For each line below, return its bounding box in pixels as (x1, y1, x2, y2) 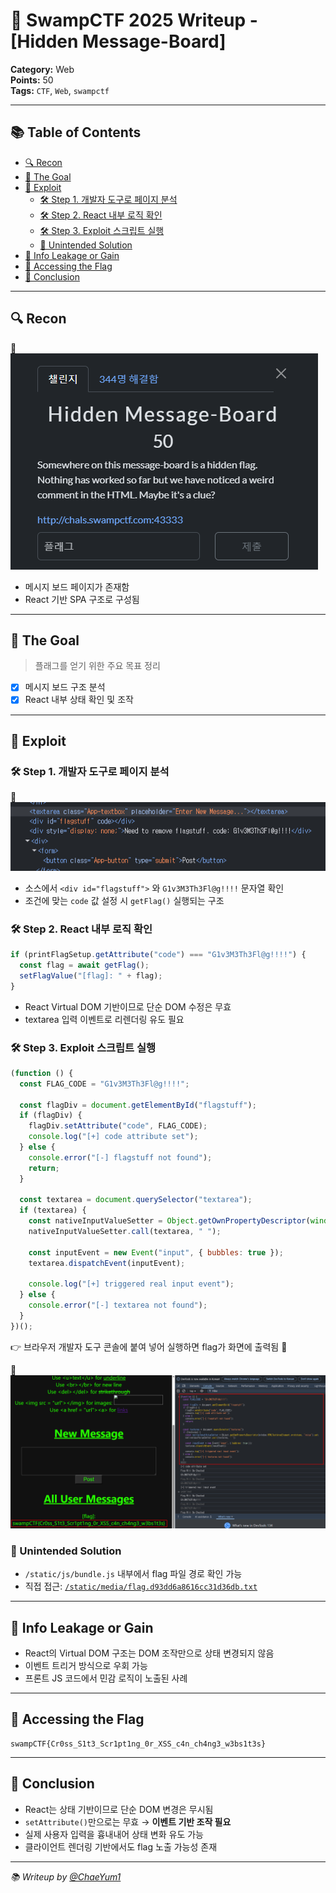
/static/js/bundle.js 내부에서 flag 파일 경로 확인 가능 (24, 1568, 243, 1580)
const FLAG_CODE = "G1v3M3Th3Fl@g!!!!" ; (19, 1079, 190, 1089)
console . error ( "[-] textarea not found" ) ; (28, 1300, 208, 1311)
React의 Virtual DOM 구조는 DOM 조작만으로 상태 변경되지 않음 (24, 1647, 275, 1659)
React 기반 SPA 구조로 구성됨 (24, 593, 140, 605)
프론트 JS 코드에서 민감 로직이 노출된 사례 (24, 1672, 188, 1684)
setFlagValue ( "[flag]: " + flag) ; (19, 970, 163, 981)
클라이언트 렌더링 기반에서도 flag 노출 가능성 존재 (24, 1840, 218, 1853)
